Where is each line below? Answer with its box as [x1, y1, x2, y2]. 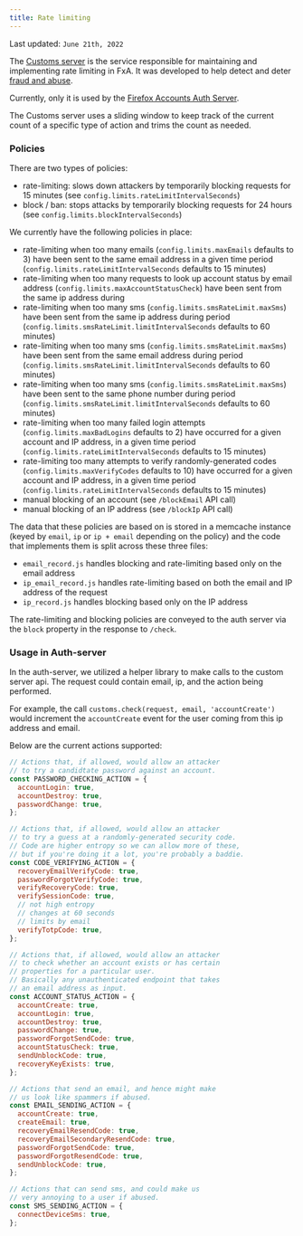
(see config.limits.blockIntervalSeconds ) [22, 209, 183, 220]
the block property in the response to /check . [9, 623, 177, 634]
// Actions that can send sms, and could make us [9, 1184, 201, 1194]
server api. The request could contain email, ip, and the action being [9, 676, 264, 688]
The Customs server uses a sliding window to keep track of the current [9, 109, 274, 120]
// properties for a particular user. [9, 967, 156, 976]
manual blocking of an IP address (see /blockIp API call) [22, 503, 233, 514]
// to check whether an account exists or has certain [9, 958, 221, 968]
